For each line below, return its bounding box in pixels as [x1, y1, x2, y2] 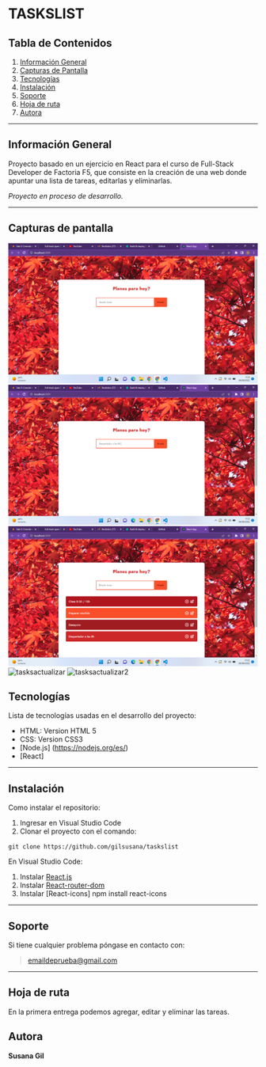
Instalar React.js [19, 872, 73, 882]
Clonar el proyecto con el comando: [19, 826, 137, 836]
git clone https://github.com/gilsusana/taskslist [8, 843, 179, 851]
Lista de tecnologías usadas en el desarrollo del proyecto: [8, 711, 196, 720]
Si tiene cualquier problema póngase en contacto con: [8, 940, 185, 950]
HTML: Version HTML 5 [19, 726, 97, 736]
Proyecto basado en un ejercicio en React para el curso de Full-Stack [8, 159, 234, 169]
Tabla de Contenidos [8, 36, 112, 50]
